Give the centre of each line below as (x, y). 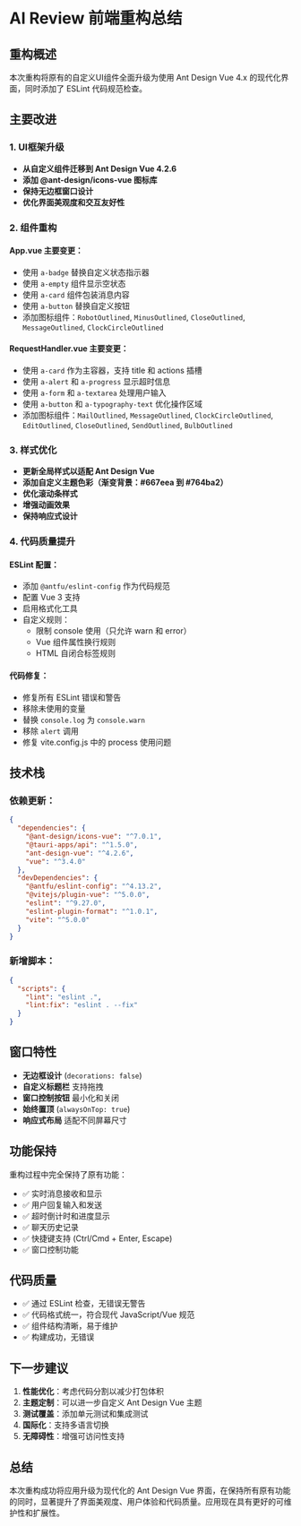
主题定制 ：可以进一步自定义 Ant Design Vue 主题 (112, 1402)
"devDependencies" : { (58, 878)
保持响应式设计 (50, 516)
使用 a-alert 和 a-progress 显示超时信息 (96, 382)
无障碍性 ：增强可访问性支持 (73, 1436)
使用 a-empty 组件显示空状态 (74, 283)
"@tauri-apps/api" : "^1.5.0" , (82, 845)
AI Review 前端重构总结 (96, 18)
